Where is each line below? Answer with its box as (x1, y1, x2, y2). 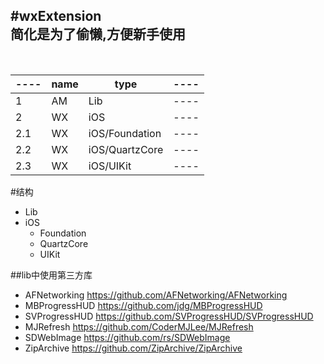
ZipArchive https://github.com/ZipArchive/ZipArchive (24, 342, 243, 354)
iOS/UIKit (88, 159, 132, 173)
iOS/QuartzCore (88, 142, 164, 156)
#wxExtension (10, 8, 102, 25)
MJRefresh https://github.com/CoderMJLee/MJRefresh (24, 320, 254, 333)
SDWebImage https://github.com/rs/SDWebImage (24, 331, 231, 343)
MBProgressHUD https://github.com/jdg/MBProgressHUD (24, 299, 263, 311)
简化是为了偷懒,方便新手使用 (10, 26, 187, 43)
